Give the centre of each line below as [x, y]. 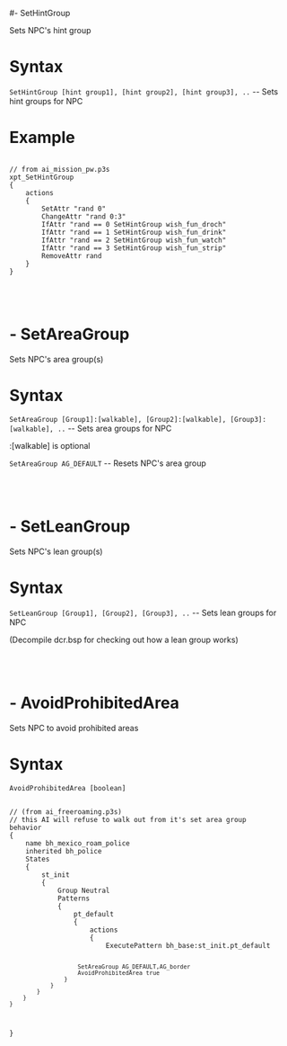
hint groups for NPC [46, 101]
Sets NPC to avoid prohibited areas [74, 728]
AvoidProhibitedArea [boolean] [68, 788]
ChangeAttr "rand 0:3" [84, 216]
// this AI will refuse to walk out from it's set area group [128, 819]
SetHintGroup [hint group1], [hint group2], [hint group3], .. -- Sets [144, 91]
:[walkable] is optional [50, 445]
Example [42, 138]
